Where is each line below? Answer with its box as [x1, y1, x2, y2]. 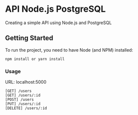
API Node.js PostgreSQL [5, 3, 106, 15]
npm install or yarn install [5, 57, 65, 61]
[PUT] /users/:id [5, 102, 41, 107]
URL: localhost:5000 [5, 79, 47, 85]
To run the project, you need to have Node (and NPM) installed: [5, 47, 134, 53]
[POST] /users [5, 97, 34, 102]
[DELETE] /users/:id [5, 106, 48, 111]
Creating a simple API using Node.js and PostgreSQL [5, 20, 112, 26]
